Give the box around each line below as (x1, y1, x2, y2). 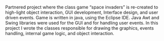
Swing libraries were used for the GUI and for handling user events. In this (5, 20, 158, 26)
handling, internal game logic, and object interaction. (5, 31, 115, 36)
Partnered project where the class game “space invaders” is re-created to (5, 4, 158, 10)
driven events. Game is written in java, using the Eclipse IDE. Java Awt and (5, 15, 159, 20)
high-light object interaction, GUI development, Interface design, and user (5, 9, 158, 15)
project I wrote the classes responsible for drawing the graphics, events (5, 25, 154, 31)
